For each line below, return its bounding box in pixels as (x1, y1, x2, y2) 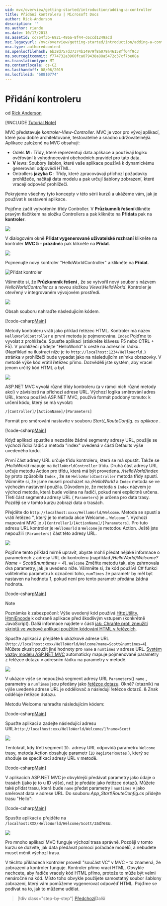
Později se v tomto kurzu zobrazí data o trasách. (5, 500, 104, 505)
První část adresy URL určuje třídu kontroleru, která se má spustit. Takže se (5, 457, 160, 463)
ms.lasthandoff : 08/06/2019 (5, 68, 64, 73)
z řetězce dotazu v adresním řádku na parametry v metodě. (5, 656, 127, 662)
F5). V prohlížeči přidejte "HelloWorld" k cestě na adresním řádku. (5, 343, 140, 349)
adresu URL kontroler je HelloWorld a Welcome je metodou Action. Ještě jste (5, 525, 158, 531)
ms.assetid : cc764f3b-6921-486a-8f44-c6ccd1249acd (5, 35, 112, 40)
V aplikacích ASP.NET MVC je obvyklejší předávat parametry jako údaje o (5, 774, 156, 780)
